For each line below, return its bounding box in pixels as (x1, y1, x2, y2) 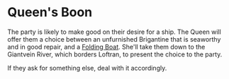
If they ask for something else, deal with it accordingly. (7, 63, 167, 72)
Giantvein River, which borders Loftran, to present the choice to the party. (7, 50, 223, 59)
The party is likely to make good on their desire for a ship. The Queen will (7, 28, 221, 36)
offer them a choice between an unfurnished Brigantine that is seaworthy (7, 35, 221, 43)
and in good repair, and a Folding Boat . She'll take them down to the (7, 42, 206, 51)
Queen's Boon (7, 4, 93, 20)
